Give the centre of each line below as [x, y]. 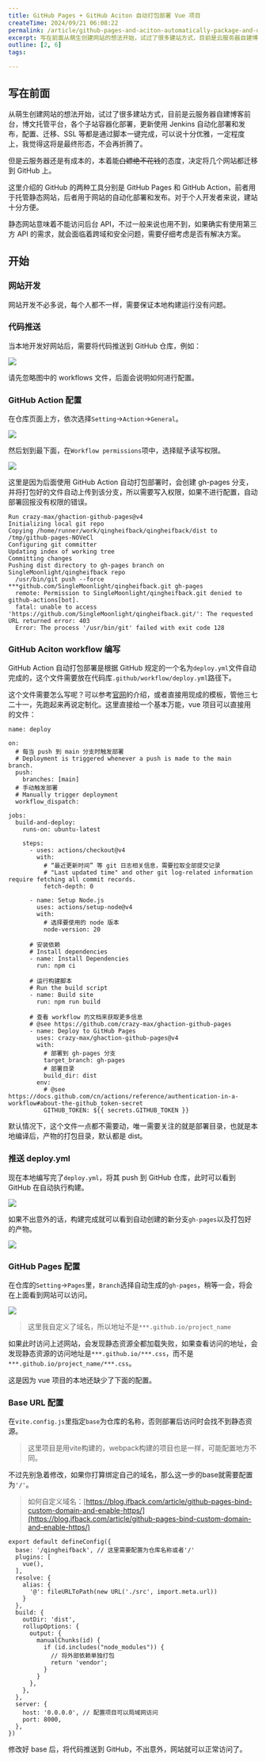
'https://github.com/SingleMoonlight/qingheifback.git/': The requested [131, 614]
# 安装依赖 [45, 945]
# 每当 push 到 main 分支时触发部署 [70, 752]
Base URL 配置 [36, 1402]
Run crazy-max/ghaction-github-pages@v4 [76, 517]
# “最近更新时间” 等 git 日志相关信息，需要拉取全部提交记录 [132, 866]
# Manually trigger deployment [67, 795]
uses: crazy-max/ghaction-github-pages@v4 [108, 1038]
